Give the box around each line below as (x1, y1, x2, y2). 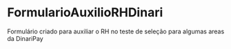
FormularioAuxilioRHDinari (7, 5, 163, 20)
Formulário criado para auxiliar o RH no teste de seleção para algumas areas (7, 27, 225, 35)
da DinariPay (7, 34, 43, 42)
